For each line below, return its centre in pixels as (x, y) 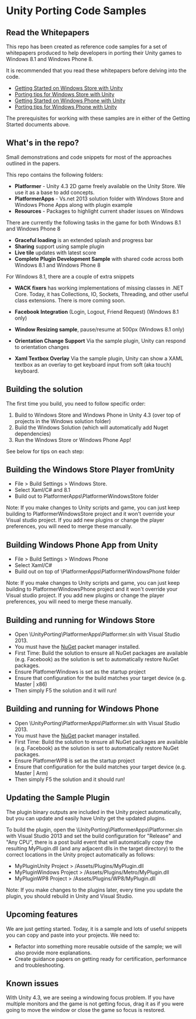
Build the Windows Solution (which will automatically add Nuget (91, 427)
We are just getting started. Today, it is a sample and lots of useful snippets (97, 929)
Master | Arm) (31, 773)
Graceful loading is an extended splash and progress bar (84, 240)
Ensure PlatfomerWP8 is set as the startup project (75, 760)
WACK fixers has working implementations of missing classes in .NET (99, 288)
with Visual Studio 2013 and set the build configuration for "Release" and (94, 836)
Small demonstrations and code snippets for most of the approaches (89, 157)
